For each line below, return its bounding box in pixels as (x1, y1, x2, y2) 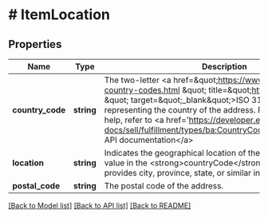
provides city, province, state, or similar (104, 168, 252, 178)
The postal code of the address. (104, 180, 224, 191)
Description (202, 61, 247, 72)
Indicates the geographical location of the (104, 148, 261, 158)
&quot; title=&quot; (182, 85, 253, 95)
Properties (8, 38, 62, 51)
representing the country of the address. (104, 105, 257, 115)
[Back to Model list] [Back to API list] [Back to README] (8, 201, 191, 210)
